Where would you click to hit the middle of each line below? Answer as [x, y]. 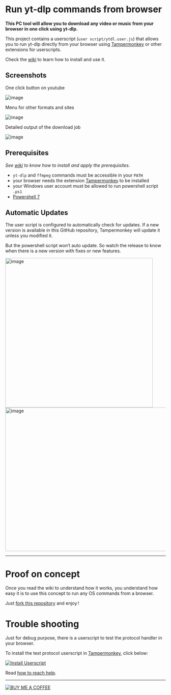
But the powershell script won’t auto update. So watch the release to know [83, 246]
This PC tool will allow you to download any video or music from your [79, 23]
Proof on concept [43, 574]
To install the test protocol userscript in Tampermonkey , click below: [77, 653]
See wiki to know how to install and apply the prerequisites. [68, 165]
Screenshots [26, 76]
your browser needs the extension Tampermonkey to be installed [81, 180]
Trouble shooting [42, 624]
